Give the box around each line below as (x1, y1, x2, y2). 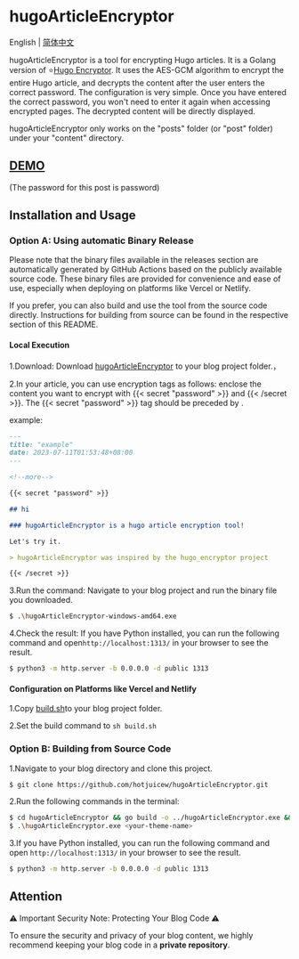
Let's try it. (9, 537, 62, 546)
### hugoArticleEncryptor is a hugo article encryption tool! (9, 521, 245, 530)
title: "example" (9, 440, 74, 449)
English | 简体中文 (9, 37, 75, 47)
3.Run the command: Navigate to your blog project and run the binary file (9, 585, 278, 596)
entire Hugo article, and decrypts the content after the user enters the (9, 77, 265, 88)
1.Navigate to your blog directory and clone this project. (9, 763, 214, 774)
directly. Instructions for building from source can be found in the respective (9, 310, 289, 321)
